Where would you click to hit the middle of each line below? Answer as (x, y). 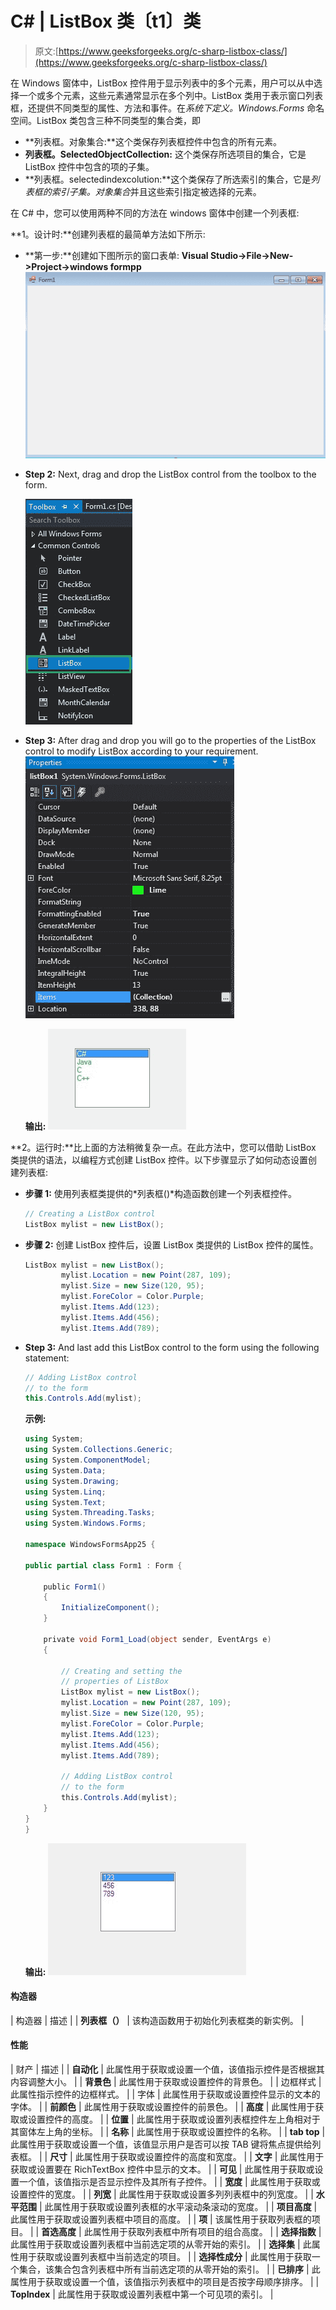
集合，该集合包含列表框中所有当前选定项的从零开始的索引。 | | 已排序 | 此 (169, 2269)
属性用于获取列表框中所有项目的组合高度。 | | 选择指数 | (207, 2231)
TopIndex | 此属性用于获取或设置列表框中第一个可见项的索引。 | (142, 2294)
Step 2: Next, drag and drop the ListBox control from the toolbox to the (170, 474)
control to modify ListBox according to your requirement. (141, 751)
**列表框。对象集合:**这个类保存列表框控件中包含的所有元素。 (153, 141)
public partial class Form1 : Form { (103, 1565)
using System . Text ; (65, 1502)
